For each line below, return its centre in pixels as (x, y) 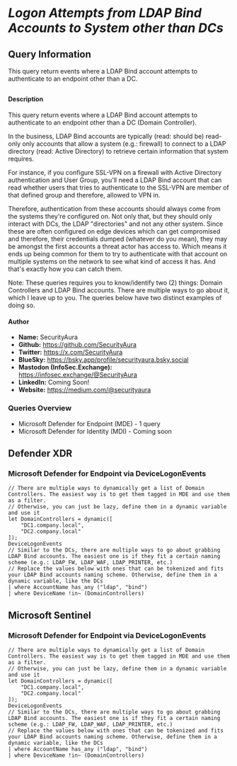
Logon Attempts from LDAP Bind (105, 13)
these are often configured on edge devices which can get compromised (114, 231)
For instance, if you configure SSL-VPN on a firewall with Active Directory (115, 172)
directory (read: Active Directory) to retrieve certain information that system (118, 151)
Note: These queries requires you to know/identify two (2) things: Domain (115, 282)
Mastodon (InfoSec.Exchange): (65, 367)
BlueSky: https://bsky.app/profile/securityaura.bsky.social (103, 360)
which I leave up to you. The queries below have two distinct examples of (115, 298)
